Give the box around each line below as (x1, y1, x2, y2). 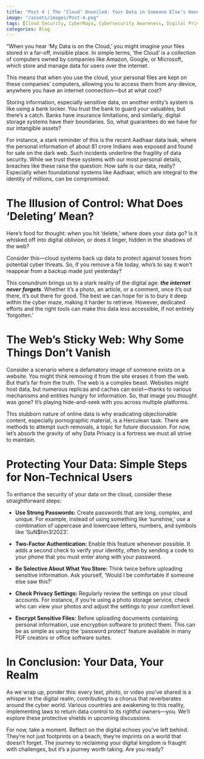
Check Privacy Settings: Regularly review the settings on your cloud (15, 590, 188, 597)
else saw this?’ (15, 578, 52, 585)
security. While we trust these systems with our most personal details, (6, 156, 182, 163)
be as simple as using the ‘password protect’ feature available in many (15, 627, 191, 635)
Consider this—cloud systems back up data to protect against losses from (6, 254, 192, 262)
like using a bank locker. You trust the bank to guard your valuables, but (6, 105, 186, 113)
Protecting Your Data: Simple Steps (6, 458, 188, 471)
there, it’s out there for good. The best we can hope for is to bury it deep (6, 292, 188, 299)
